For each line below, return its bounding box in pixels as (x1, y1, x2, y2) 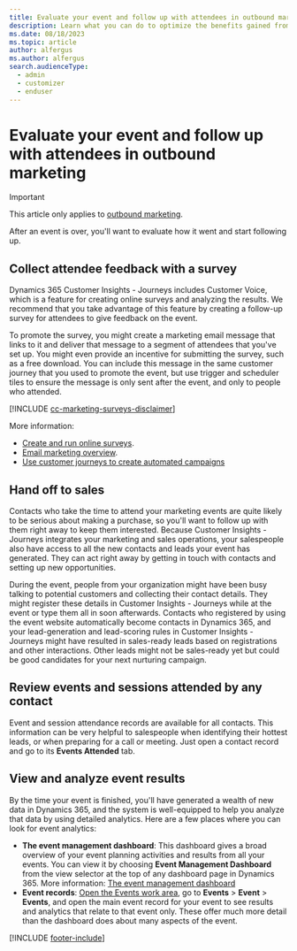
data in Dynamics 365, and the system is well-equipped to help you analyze (9, 804, 285, 815)
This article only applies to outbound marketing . (9, 209, 184, 219)
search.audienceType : (9, 63, 89, 72)
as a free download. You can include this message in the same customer (9, 358, 274, 369)
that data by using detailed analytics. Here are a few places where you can (9, 813, 281, 824)
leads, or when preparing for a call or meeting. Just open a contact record (9, 736, 279, 747)
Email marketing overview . (21, 448, 118, 458)
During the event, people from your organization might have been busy (9, 579, 268, 590)
